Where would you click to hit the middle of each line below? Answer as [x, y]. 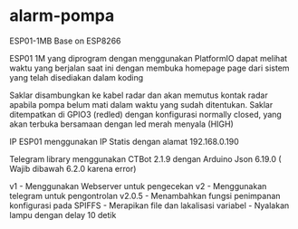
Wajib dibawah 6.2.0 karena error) [73, 168]
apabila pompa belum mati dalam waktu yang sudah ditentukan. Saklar [141, 104]
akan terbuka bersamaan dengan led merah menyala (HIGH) [121, 124]
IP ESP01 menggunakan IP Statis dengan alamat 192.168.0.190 [124, 141]
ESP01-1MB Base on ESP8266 [65, 41]
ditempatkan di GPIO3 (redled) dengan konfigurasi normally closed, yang [146, 114]
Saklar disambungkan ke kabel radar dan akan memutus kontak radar [139, 95]
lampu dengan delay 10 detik [63, 215]
